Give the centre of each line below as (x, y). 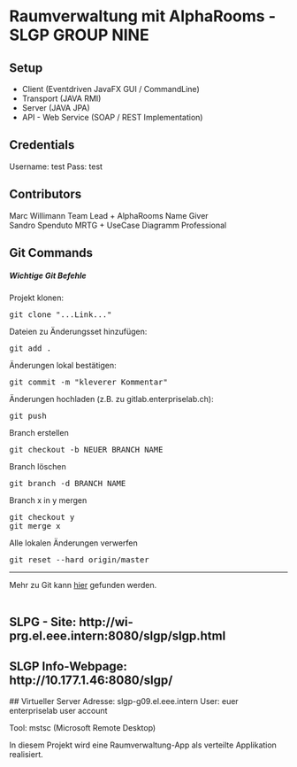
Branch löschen (38, 466)
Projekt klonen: (37, 298)
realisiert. (27, 755)
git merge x (35, 526)
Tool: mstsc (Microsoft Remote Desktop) (83, 728)
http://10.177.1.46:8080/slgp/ (91, 680)
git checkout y (42, 517)
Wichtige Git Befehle (48, 275)
